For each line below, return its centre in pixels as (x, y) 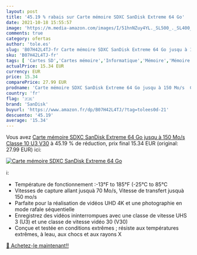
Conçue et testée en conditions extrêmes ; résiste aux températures (96, 228)
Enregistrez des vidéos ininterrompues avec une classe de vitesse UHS (101, 216)
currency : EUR (23, 72)
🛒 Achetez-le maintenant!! (38, 246)
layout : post (22, 11)
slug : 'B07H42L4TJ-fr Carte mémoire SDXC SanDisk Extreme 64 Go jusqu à (97, 50)
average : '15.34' (27, 121)
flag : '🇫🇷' (21, 98)
